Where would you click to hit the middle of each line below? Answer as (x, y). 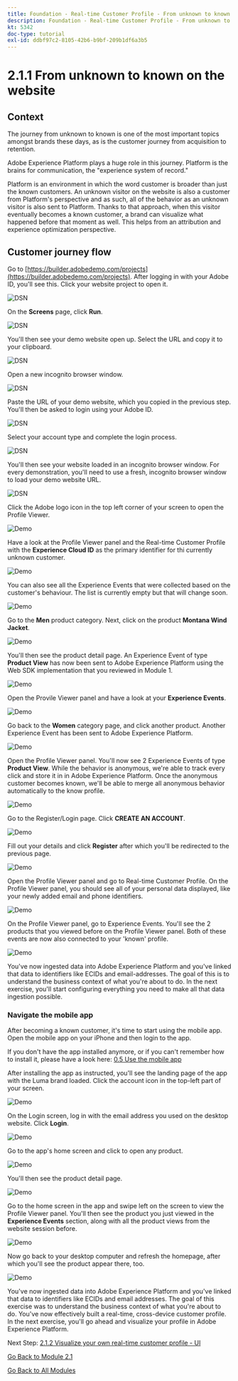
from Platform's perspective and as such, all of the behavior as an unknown (118, 199)
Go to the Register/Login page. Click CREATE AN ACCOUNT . (97, 818)
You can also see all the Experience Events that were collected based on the (119, 585)
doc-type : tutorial (36, 34)
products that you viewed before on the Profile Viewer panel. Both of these (117, 931)
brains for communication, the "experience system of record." (98, 171)
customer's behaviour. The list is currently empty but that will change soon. (118, 592)
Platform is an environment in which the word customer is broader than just (117, 184)
